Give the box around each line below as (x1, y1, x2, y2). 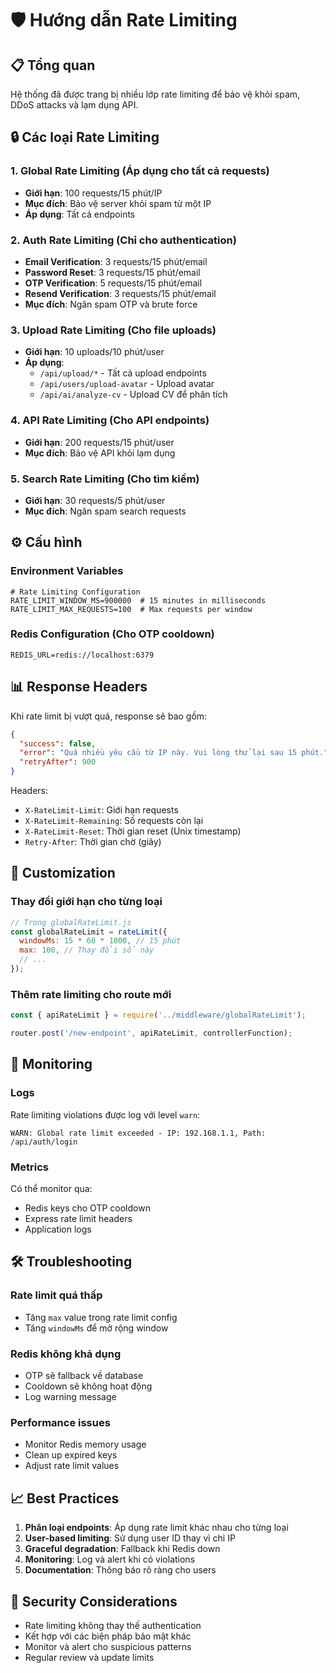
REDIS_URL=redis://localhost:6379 (10, 650, 155, 660)
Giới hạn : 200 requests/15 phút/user (24, 436, 175, 448)
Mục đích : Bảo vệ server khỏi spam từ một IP (24, 197, 212, 209)
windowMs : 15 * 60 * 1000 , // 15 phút (19, 936, 182, 946)
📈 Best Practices (10, 1490, 120, 1507)
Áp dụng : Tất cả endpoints (24, 208, 136, 220)
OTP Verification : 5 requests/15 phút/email (24, 277, 203, 289)
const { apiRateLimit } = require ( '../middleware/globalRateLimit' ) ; (10, 1010, 307, 1021)
